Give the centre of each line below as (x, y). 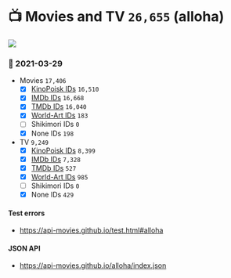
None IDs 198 (52, 133)
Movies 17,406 (43, 81)
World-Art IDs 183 (60, 115)
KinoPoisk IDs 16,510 (65, 89)
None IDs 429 (52, 194)
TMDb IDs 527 (54, 168)
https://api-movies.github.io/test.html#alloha (91, 230)
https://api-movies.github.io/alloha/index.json (93, 265)
